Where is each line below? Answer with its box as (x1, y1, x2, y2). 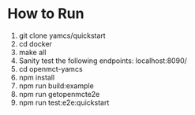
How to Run (7, 5, 84, 23)
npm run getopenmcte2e (18, 89, 100, 98)
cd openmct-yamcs (18, 64, 84, 73)
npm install (18, 72, 55, 82)
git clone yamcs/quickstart (18, 31, 106, 40)
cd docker (18, 39, 53, 48)
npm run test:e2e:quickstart (18, 98, 110, 107)
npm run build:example (18, 80, 94, 91)
